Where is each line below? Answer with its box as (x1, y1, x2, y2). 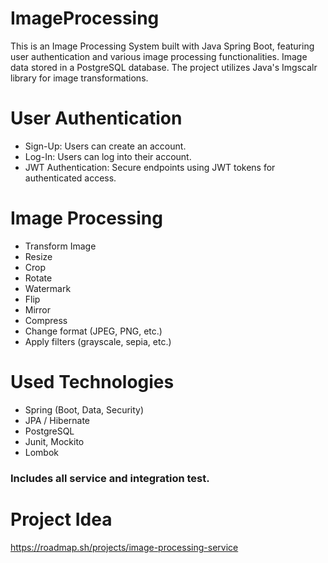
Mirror (24, 303, 52, 316)
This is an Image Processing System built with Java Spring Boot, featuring (10, 40, 315, 52)
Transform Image (24, 240, 97, 252)
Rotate (24, 272, 53, 284)
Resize (24, 250, 53, 262)
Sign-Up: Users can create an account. (24, 140, 187, 152)
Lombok (24, 446, 60, 458)
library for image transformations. (10, 72, 149, 84)
